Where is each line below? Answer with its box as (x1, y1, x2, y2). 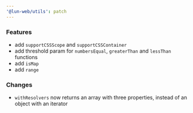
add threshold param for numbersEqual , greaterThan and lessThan (14, 47, 171, 54)
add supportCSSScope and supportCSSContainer (14, 41, 127, 48)
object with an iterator (14, 100, 68, 107)
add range (14, 66, 39, 73)
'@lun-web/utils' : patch (6, 8, 67, 15)
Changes (6, 80, 33, 88)
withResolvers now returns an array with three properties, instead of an (14, 94, 188, 101)
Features (6, 28, 32, 36)
